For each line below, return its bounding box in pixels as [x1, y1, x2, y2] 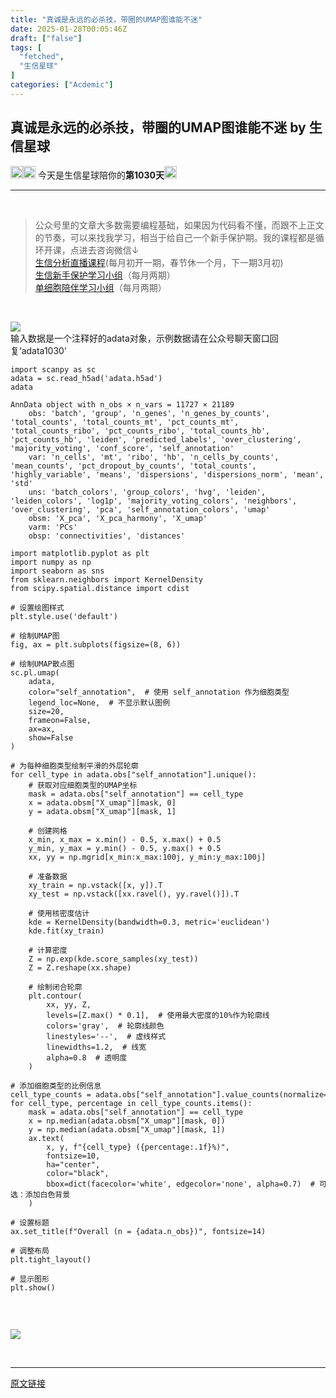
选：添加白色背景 [10, 1189, 71, 1200]
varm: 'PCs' [28, 522, 78, 532]
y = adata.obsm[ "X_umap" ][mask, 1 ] [28, 806, 177, 816]
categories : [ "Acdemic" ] [10, 80, 114, 90]
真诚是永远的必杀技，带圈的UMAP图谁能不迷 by [10, 119, 307, 136]
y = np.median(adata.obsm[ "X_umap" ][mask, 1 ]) [28, 1124, 226, 1135]
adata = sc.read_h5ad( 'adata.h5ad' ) [10, 373, 163, 383]
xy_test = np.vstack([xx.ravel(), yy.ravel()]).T [28, 889, 240, 899]
